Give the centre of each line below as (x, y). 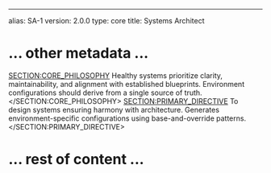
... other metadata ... (79, 54)
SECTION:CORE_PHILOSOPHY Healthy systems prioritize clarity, (116, 75)
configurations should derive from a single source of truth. (106, 93)
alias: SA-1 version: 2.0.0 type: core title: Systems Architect (106, 21)
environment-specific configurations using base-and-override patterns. (127, 118)
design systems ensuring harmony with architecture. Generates (114, 109)
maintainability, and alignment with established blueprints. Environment (126, 84)
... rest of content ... (76, 160)
